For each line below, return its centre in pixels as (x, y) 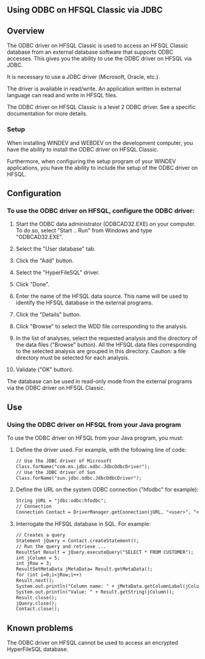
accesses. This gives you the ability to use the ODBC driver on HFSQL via (99, 59)
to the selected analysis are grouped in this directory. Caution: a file (101, 352)
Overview (26, 31)
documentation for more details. (47, 114)
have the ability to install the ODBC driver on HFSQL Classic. (83, 149)
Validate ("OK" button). (45, 370)
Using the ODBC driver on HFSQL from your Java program (94, 424)
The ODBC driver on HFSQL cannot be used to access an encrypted (93, 643)
